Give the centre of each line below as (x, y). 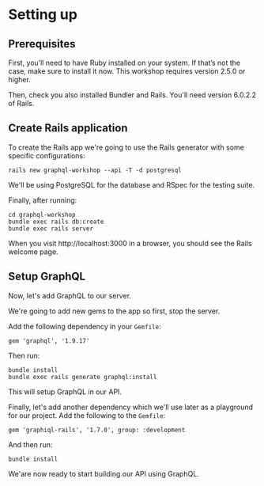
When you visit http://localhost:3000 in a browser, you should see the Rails (130, 243)
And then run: (30, 444)
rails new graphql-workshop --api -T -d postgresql (95, 170)
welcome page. (33, 252)
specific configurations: (47, 155)
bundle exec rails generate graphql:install (83, 377)
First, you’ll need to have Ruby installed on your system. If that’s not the (124, 63)
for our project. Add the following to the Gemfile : (87, 415)
